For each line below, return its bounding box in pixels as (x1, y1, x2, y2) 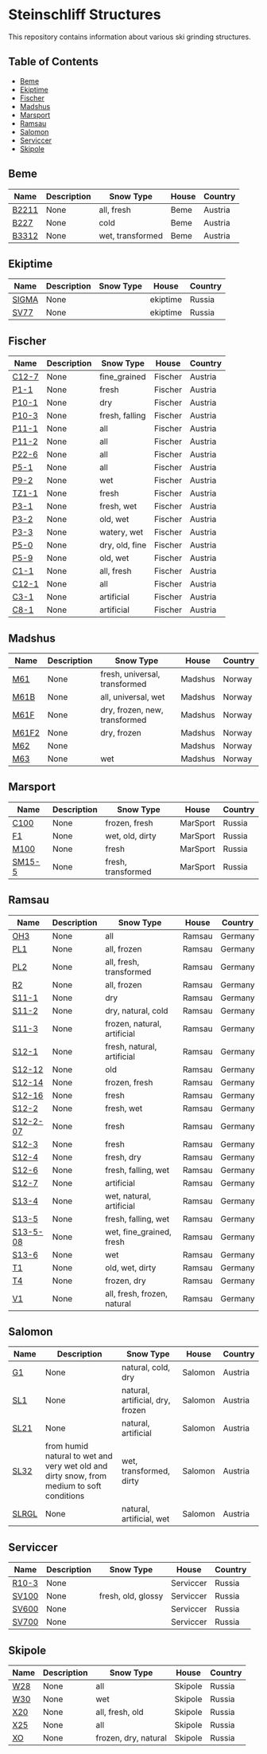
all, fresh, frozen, (104, 1288, 168, 1299)
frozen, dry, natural (95, 1732, 167, 1744)
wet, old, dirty (105, 830, 157, 842)
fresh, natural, (104, 1041, 157, 1052)
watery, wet (99, 527, 144, 538)
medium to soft (44, 1481, 102, 1492)
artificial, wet (122, 1513, 170, 1524)
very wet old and (44, 1461, 108, 1472)
